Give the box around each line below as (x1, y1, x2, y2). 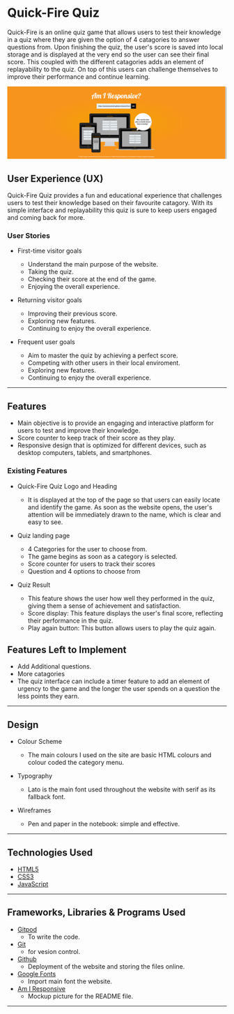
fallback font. (27, 793, 66, 801)
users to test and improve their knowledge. (17, 426, 141, 435)
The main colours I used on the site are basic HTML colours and (27, 751, 212, 759)
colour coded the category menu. (27, 759, 124, 767)
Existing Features (7, 466, 68, 476)
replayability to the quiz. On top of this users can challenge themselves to (7, 65, 218, 73)
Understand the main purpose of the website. (27, 260, 159, 269)
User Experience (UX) (7, 172, 104, 184)
